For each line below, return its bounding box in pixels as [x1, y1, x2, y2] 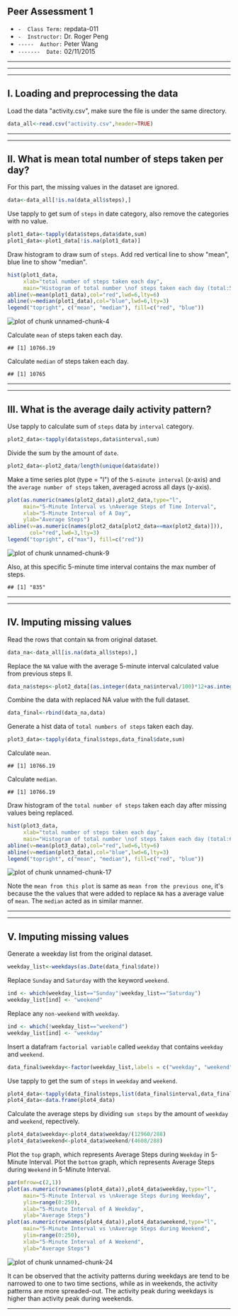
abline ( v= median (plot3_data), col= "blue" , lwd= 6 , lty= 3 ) [7, 849, 170, 856]
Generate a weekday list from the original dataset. [7, 949, 153, 958]
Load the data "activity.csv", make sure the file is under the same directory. [7, 106, 227, 115]
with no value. [7, 217, 48, 225]
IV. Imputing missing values [7, 616, 132, 628]
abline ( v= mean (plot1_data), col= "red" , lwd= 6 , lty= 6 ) [7, 291, 160, 299]
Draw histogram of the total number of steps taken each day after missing [7, 801, 227, 810]
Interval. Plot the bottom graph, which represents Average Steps [29, 1158, 215, 1166]
